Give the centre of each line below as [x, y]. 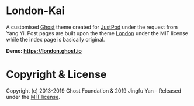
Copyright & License [56, 75]
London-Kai [35, 11]
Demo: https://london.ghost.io [44, 50]
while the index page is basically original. [56, 39]
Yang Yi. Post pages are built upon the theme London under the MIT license [97, 33]
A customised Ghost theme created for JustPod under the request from [92, 27]
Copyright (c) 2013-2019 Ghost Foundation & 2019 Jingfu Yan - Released [93, 90]
